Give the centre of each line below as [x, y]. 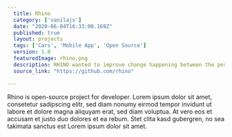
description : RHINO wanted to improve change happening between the [114, 65]
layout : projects [38, 39]
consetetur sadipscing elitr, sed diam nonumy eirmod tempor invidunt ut [109, 104]
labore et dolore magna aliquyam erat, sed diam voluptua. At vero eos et [110, 112]
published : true [37, 33]
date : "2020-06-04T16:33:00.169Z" [63, 26]
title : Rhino [32, 13]
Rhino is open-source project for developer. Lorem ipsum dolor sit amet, [110, 96]
